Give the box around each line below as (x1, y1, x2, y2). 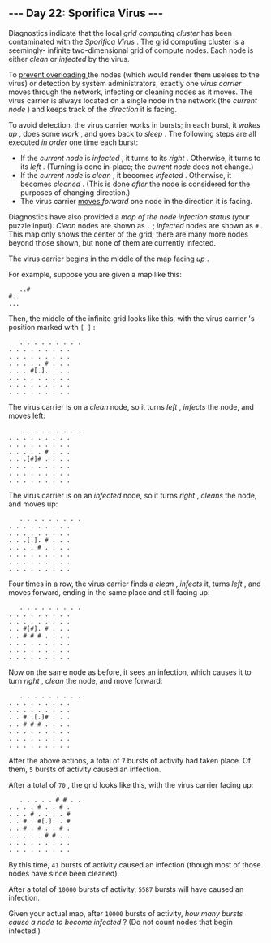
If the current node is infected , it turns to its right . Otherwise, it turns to (19, 153, 261, 163)
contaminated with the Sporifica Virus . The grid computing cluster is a (8, 37, 245, 46)
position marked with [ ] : (8, 322, 96, 332)
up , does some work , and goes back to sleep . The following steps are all (8, 128, 257, 138)
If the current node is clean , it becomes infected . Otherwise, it (19, 170, 232, 180)
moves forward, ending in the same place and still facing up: (8, 587, 210, 597)
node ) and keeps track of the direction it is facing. (8, 104, 177, 114)
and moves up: (8, 499, 58, 509)
